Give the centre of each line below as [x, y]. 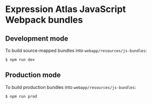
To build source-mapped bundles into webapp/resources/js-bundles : [76, 50]
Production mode [33, 75]
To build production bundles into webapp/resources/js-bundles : [71, 87]
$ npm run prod [21, 96]
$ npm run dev [20, 60]
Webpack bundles [44, 20]
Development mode [37, 38]
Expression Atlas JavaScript [66, 9]
